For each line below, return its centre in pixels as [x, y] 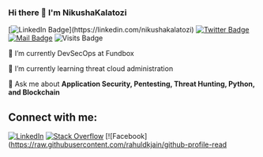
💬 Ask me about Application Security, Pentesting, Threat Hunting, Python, [131, 84]
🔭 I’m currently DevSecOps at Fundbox [71, 54]
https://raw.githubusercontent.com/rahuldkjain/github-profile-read [119, 144]
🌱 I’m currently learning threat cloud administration [91, 69]
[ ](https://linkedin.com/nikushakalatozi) [101, 30]
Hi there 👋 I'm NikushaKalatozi [68, 13]
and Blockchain [34, 92]
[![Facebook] [126, 136]
